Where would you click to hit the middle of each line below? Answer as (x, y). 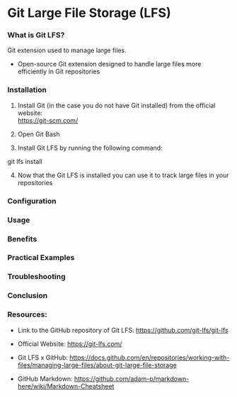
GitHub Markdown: (45, 379)
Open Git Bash (39, 134)
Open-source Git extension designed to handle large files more (109, 64)
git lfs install (25, 161)
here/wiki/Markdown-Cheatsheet (66, 386)
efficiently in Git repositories (59, 71)
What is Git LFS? (36, 35)
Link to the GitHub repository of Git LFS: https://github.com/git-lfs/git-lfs (123, 330)
